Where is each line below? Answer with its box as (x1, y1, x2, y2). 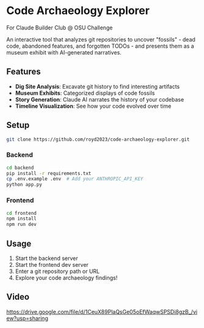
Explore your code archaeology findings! (15, 274, 118, 281)
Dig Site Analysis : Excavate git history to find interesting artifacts (15, 83, 180, 90)
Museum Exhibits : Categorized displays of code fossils (15, 89, 155, 97)
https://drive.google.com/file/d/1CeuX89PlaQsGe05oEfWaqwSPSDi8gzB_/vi (6, 308, 197, 315)
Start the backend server (15, 255, 78, 262)
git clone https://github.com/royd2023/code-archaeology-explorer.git (6, 136, 190, 143)
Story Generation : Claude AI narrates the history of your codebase (15, 95, 184, 103)
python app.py (6, 182, 43, 188)
